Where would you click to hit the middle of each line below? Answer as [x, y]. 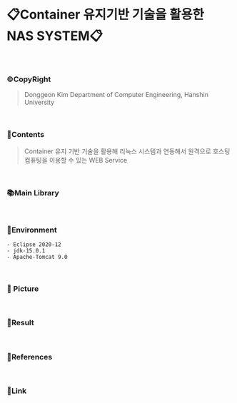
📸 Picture [23, 289]
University [39, 102]
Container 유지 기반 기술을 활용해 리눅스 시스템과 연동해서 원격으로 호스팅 [127, 151]
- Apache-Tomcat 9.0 [37, 257]
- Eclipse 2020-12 [34, 245]
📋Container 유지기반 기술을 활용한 [106, 15]
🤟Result [21, 323]
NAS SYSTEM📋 [55, 36]
